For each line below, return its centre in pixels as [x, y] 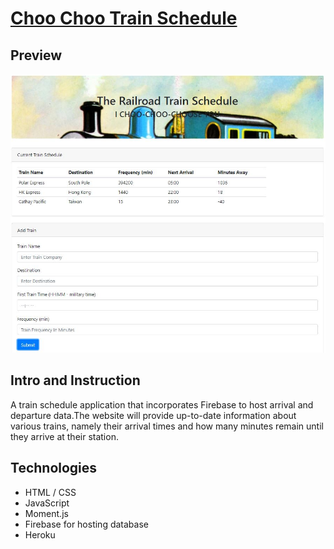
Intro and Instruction [75, 380]
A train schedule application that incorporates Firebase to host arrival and [162, 404]
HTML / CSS [50, 492]
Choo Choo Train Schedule [124, 18]
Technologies [54, 468]
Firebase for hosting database [86, 524]
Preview [36, 55]
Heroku [40, 534]
